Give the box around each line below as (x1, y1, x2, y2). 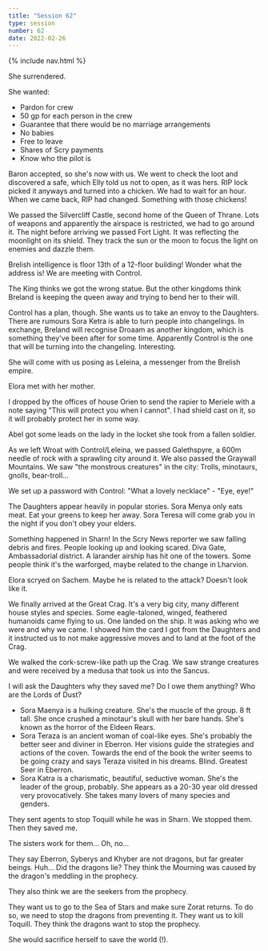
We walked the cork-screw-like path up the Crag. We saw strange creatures (8, 658, 259, 667)
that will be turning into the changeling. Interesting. (8, 342, 176, 352)
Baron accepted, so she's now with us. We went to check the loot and (8, 169, 238, 179)
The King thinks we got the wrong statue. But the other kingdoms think (8, 284, 242, 293)
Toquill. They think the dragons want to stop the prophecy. (8, 919, 202, 929)
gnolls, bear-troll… (8, 470, 70, 481)
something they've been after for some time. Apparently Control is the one (8, 333, 254, 343)
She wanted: (8, 87, 50, 97)
